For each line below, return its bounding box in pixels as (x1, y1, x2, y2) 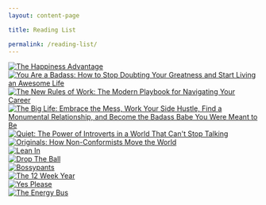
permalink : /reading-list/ (8, 40, 98, 48)
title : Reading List (8, 25, 77, 34)
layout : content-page (8, 11, 80, 20)
